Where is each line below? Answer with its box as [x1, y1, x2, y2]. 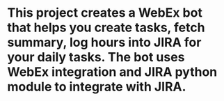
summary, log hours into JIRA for [7, 35, 202, 50]
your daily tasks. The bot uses [7, 49, 185, 65]
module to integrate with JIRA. [7, 79, 186, 95]
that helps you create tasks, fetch [7, 20, 205, 36]
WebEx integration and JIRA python [7, 64, 218, 80]
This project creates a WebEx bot [7, 5, 203, 21]
